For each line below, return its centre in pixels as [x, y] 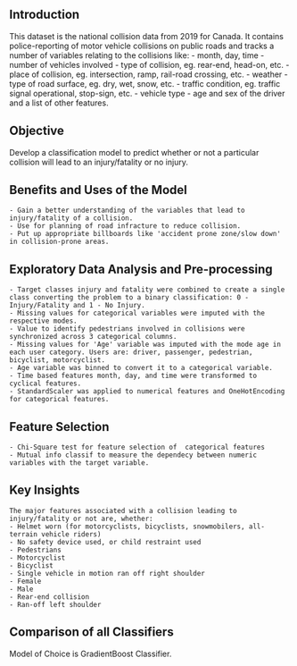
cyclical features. [45, 384]
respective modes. [43, 321]
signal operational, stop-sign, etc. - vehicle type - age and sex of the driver [147, 93]
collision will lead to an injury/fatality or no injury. [99, 162]
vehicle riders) [71, 534]
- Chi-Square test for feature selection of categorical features [137, 447]
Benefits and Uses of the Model [98, 190]
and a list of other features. [59, 103]
